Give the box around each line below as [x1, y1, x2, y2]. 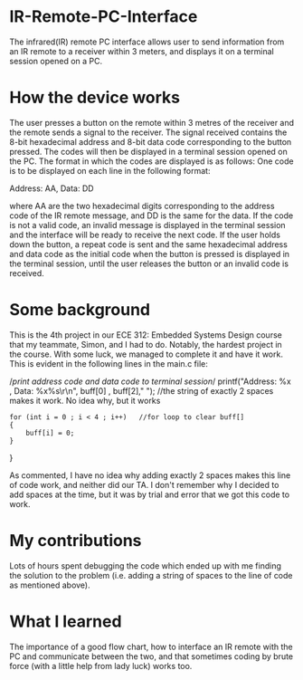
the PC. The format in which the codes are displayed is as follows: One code [9, 156, 294, 167]
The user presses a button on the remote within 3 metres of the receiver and [9, 117, 295, 128]
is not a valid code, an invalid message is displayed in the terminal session [9, 219, 287, 230]
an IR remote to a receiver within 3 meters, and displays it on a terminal [9, 45, 274, 56]
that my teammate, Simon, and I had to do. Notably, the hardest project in [9, 339, 282, 350]
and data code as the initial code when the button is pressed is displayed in [9, 248, 290, 259]
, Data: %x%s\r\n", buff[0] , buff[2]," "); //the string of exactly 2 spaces [9, 385, 274, 396]
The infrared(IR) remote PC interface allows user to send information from [9, 36, 285, 47]
